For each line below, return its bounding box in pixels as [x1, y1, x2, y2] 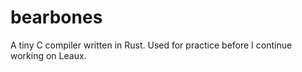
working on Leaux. [10, 49, 87, 61]
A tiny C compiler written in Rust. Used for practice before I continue [10, 39, 293, 51]
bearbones [10, 6, 103, 29]
